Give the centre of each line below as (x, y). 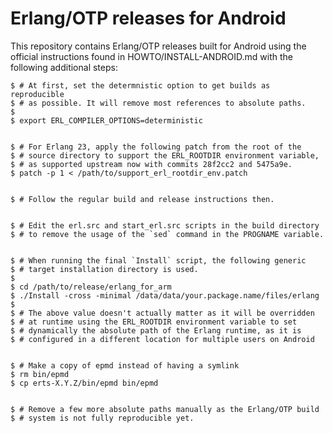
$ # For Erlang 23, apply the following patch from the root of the (156, 147)
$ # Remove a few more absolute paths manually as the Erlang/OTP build (165, 409)
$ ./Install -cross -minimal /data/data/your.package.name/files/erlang (165, 295)
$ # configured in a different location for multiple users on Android (162, 339)
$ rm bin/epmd (40, 374)
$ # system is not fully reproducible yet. (102, 418)
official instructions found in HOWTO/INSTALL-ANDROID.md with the (151, 56)
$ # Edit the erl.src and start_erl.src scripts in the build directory (165, 225)
